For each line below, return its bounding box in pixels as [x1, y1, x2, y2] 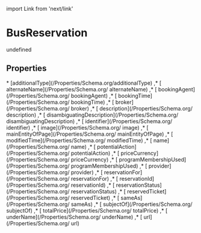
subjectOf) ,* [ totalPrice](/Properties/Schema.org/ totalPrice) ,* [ [6, 207, 168, 214]
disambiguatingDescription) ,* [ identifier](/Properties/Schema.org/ [6, 117, 173, 125]
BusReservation [6, 26, 88, 40]
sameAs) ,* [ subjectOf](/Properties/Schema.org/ [70, 201, 193, 208]
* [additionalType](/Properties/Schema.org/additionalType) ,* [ [6, 79, 162, 86]
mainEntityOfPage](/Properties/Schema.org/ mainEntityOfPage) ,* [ [6, 130, 173, 138]
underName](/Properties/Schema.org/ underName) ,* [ [6, 213, 143, 220]
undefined [6, 46, 32, 53]
